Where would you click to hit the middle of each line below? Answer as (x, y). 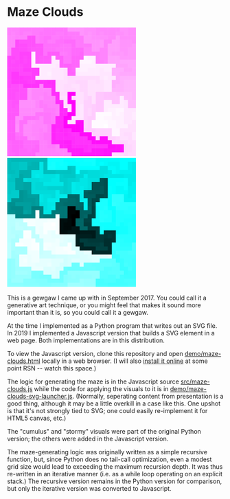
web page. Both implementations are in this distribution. (86, 340)
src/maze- (196, 381)
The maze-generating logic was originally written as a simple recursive (107, 452)
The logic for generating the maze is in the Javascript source (93, 381)
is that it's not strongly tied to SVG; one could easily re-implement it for (107, 410)
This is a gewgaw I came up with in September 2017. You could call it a (107, 298)
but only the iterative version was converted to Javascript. (89, 488)
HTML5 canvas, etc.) (37, 418)
